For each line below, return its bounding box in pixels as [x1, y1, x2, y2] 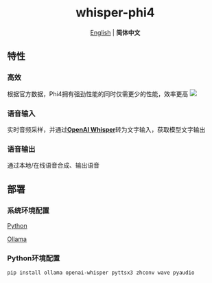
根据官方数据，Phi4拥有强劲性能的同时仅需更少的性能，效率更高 [7, 89, 189, 98]
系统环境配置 [7, 205, 50, 215]
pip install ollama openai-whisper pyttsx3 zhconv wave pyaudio [7, 269, 195, 276]
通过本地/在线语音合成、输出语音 [7, 161, 100, 170]
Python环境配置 [7, 253, 60, 262]
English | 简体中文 [90, 28, 141, 36]
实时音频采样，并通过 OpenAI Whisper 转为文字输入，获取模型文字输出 [7, 125, 206, 133]
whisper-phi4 [75, 5, 155, 21]
